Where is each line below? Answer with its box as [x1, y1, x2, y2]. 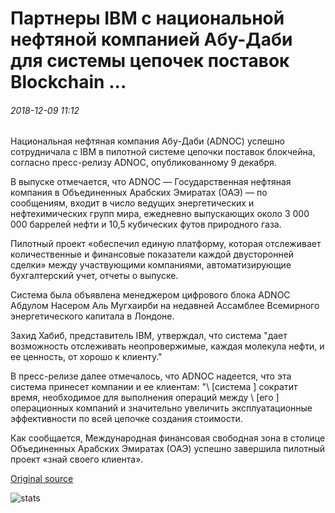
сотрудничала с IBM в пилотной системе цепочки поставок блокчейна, [10, 146, 316, 158]
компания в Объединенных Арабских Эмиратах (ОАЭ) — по [10, 187, 268, 199]
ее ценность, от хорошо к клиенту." [10, 351, 163, 363]
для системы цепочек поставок [10, 50, 290, 72]
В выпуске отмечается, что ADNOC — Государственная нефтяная [10, 176, 292, 188]
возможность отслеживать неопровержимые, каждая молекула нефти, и [10, 340, 325, 352]
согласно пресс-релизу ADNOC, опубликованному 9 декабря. [10, 157, 277, 169]
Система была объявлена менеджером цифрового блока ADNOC [10, 289, 291, 301]
